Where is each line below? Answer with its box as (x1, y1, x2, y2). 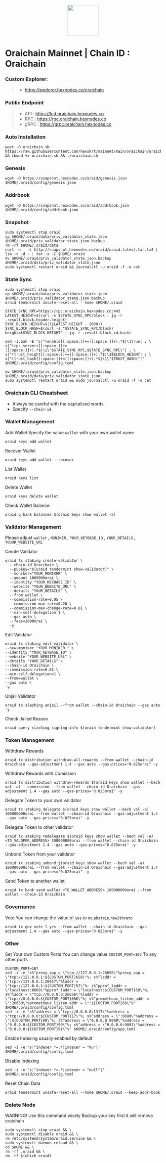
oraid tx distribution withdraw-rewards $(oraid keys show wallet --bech (5, 780, 161, 785)
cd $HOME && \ (5, 1145, 35, 1150)
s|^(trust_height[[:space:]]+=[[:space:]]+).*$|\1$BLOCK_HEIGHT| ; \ (5, 352, 152, 357)
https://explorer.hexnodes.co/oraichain (24, 87, 104, 93)
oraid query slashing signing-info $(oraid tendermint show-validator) (5, 725, 156, 730)
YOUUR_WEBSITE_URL (5, 540, 43, 545)
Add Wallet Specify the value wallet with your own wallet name (5, 429, 134, 435)
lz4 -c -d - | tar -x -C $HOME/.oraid (5, 251, 85, 257)
